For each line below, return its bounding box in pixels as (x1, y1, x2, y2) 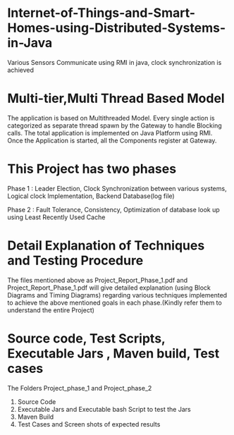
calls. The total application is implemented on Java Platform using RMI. (7, 128, 213, 137)
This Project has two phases (7, 161, 177, 177)
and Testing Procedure (7, 252, 144, 269)
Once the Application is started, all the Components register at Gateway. (7, 136, 217, 145)
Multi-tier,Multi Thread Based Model (7, 90, 225, 106)
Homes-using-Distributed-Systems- (7, 20, 226, 36)
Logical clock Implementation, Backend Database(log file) (7, 192, 175, 200)
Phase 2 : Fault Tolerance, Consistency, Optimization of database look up (7, 205, 220, 214)
